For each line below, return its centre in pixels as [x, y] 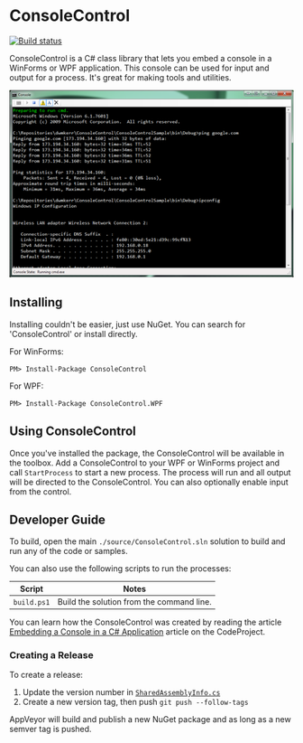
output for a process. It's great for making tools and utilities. [120, 77]
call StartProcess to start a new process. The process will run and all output [150, 472]
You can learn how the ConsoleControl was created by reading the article [146, 622]
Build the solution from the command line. [134, 602]
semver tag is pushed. [50, 729]
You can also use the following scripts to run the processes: [120, 569]
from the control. [41, 491]
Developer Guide [58, 519]
